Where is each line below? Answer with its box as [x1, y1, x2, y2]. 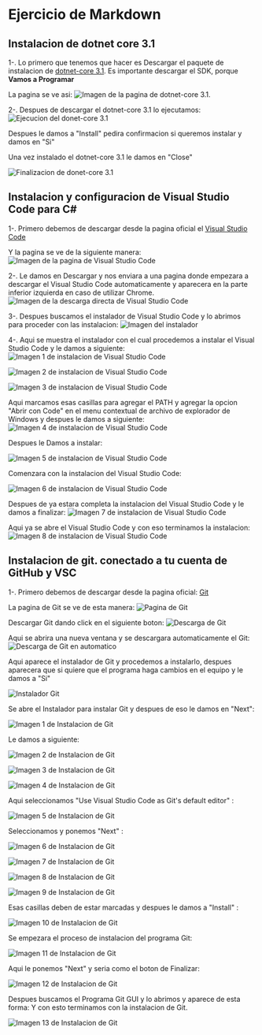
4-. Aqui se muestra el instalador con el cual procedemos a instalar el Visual [8, 335, 255, 344]
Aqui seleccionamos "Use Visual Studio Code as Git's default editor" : [8, 795, 234, 805]
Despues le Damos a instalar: [8, 437, 103, 447]
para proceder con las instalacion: [8, 319, 119, 329]
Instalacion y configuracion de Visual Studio [8, 191, 230, 204]
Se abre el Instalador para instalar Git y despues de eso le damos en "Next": [8, 704, 255, 713]
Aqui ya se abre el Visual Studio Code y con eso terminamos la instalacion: [8, 523, 250, 532]
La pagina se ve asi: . [8, 90, 211, 99]
